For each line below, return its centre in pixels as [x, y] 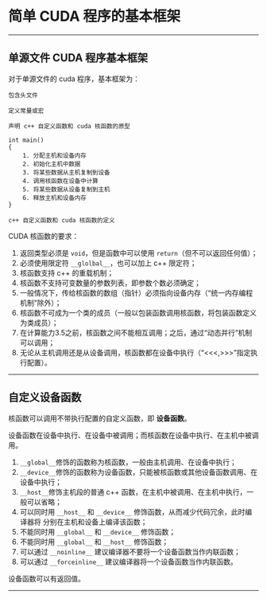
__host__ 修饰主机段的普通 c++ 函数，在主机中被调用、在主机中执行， [133, 491]
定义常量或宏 [26, 111]
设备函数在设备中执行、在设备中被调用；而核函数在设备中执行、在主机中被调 [133, 435]
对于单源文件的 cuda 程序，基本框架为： [74, 78]
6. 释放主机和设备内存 [55, 198]
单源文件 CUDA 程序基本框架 [78, 58]
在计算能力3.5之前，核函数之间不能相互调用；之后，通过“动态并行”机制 [136, 332]
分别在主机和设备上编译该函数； [95, 522]
